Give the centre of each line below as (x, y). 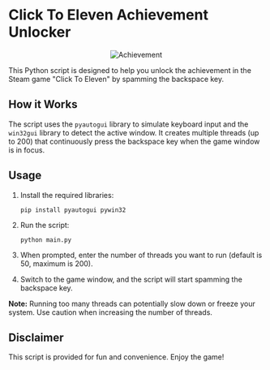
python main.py (46, 240)
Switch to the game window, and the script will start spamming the (131, 279)
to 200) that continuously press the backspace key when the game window (134, 141)
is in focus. (27, 150)
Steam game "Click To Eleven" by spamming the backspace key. (116, 79)
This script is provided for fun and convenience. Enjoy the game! (116, 357)
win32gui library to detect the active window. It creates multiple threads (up (134, 132)
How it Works (43, 104)
